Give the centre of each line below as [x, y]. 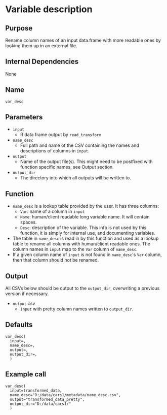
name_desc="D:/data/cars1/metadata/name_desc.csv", [66, 395]
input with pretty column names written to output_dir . [77, 309]
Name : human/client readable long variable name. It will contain [85, 217]
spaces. [28, 222]
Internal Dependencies [42, 62]
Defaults [19, 325]
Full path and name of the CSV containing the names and [79, 145]
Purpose [19, 28]
